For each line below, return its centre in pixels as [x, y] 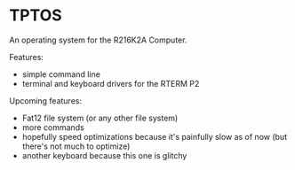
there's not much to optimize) [76, 146]
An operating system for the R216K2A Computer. [98, 40]
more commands [53, 127]
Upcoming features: [46, 100]
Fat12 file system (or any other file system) [100, 118]
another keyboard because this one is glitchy [104, 155]
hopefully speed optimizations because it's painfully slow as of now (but [154, 136]
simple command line [61, 74]
